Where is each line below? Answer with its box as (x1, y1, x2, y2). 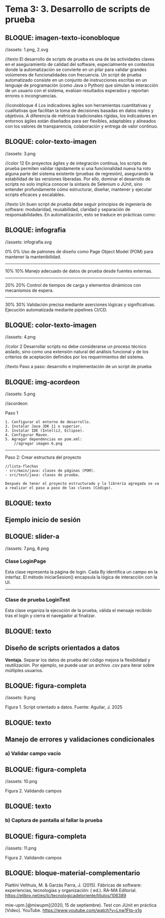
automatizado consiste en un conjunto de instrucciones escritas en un (5, 77, 147, 83)
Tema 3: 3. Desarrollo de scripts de (5, 3, 151, 15)
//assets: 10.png (5, 778, 38, 784)
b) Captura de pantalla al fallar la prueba (5, 817, 103, 824)
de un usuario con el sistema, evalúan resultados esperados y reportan (5, 88, 149, 93)
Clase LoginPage (5, 558, 47, 565)
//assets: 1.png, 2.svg (5, 47, 48, 52)
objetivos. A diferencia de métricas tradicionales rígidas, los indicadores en (5, 113, 157, 119)
